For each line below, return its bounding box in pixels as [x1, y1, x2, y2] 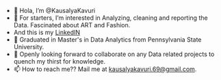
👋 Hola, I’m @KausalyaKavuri [13, 7, 96, 14]
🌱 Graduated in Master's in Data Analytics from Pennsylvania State [13, 36, 202, 44]
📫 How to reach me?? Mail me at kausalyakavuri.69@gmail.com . [13, 65, 197, 73]
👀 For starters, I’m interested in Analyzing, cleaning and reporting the [13, 14, 208, 22]
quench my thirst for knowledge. [13, 57, 106, 65]
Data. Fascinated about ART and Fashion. [13, 21, 131, 29]
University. [13, 43, 44, 51]
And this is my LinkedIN [13, 28, 81, 36]
